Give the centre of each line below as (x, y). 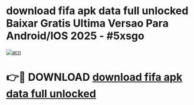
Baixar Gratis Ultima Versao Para (88, 23)
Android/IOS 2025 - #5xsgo (75, 36)
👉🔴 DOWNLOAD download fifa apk (94, 77)
